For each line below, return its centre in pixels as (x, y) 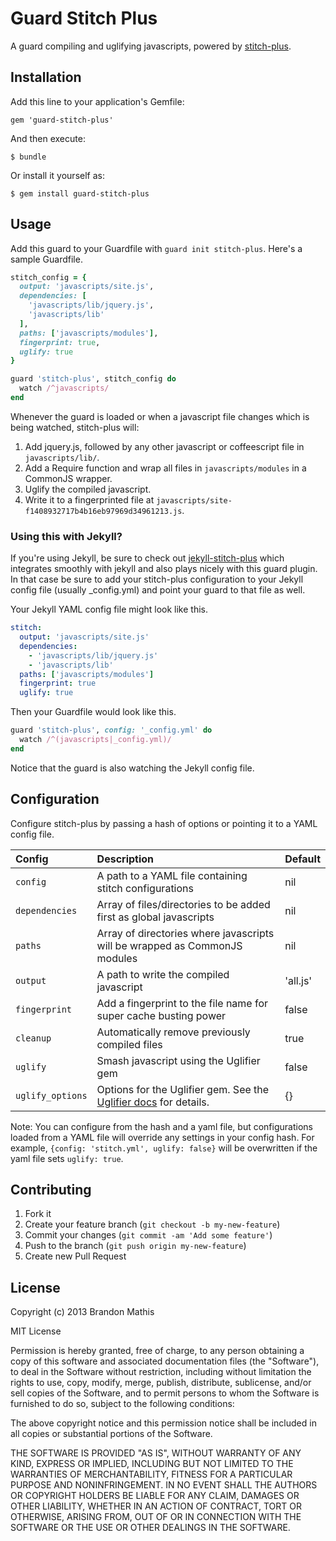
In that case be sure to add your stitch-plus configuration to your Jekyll (157, 579)
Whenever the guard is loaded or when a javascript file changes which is (160, 416)
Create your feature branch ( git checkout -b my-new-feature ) (152, 1224)
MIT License (36, 1331)
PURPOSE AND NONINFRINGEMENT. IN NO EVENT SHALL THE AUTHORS (164, 1485)
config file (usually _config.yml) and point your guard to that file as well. (158, 590)
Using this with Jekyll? (66, 536)
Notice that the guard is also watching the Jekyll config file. (132, 768)
